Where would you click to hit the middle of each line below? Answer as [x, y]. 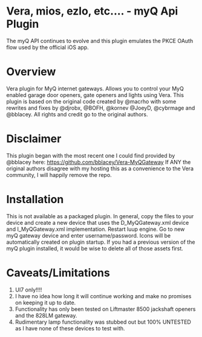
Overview [31, 72]
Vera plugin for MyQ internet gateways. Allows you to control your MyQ [95, 88]
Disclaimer [34, 139]
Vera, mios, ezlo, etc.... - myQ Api [92, 11]
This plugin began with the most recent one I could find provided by [91, 155]
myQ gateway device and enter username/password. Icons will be [89, 235]
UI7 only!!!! [28, 290]
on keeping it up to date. [45, 302]
